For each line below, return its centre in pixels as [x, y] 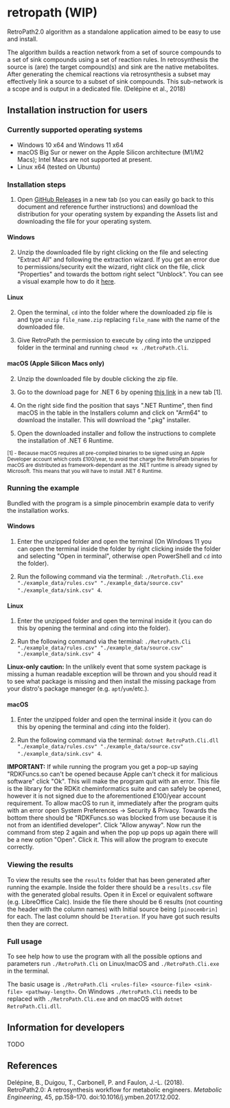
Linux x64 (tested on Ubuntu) [59, 167]
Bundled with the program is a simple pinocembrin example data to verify [111, 503]
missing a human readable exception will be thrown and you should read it [112, 674]
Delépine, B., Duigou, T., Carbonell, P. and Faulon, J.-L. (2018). [95, 1082]
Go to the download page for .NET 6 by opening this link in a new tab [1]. [120, 392]
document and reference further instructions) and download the [107, 207]
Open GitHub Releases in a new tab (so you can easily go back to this [115, 199]
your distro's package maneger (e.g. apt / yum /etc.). [78, 689]
